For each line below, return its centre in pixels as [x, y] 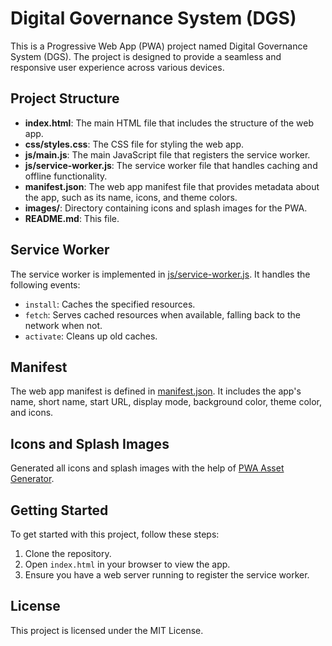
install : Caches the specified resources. [110, 304]
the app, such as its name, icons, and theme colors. [131, 197]
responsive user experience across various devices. [117, 67]
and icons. [32, 413]
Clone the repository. [68, 553]
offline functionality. [66, 176]
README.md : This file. [72, 218]
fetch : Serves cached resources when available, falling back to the [162, 314]
